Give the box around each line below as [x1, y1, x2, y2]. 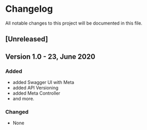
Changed [5, 108, 29, 115]
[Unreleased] [5, 35, 48, 44]
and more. [12, 96, 35, 102]
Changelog [5, 3, 53, 15]
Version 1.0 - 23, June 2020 [5, 52, 95, 61]
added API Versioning [12, 85, 59, 91]
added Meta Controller [12, 90, 60, 96]
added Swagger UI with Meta [12, 79, 75, 85]
